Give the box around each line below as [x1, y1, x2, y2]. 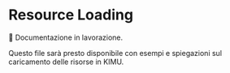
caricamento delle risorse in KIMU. [8, 57, 124, 67]
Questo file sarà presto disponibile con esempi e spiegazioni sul [8, 48, 222, 58]
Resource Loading [8, 6, 134, 24]
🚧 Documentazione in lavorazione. [8, 32, 124, 42]
